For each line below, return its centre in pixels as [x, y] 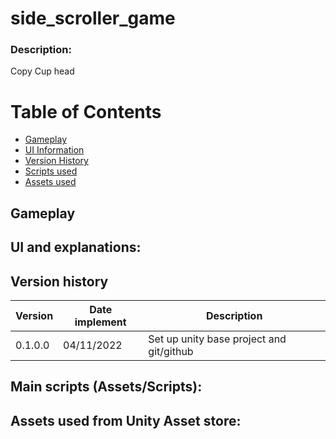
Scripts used [51, 171]
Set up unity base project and [217, 339]
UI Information [54, 150]
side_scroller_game [93, 18]
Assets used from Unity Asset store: [126, 420]
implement [100, 322]
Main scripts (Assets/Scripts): [106, 387]
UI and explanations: [76, 247]
